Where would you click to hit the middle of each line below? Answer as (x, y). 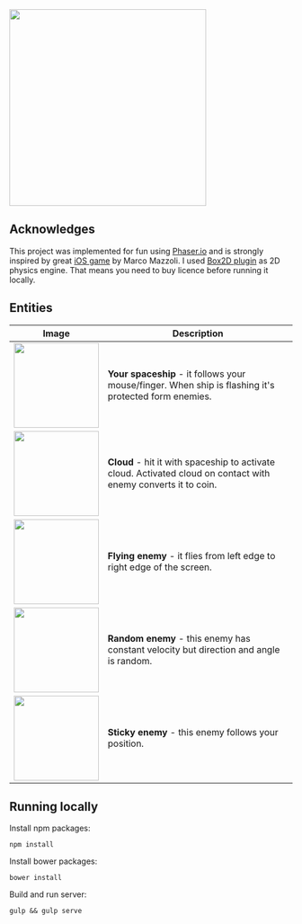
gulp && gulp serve (46, 911)
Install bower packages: (53, 861)
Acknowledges (53, 230)
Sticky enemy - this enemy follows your (193, 733)
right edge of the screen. (160, 567)
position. (126, 743)
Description (198, 333)
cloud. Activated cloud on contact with (189, 474)
